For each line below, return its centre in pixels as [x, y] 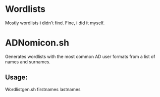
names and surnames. [28, 62]
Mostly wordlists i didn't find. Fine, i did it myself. [55, 23]
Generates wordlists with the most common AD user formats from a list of [80, 56]
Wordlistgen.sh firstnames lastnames [43, 89]
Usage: [17, 77]
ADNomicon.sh [37, 43]
